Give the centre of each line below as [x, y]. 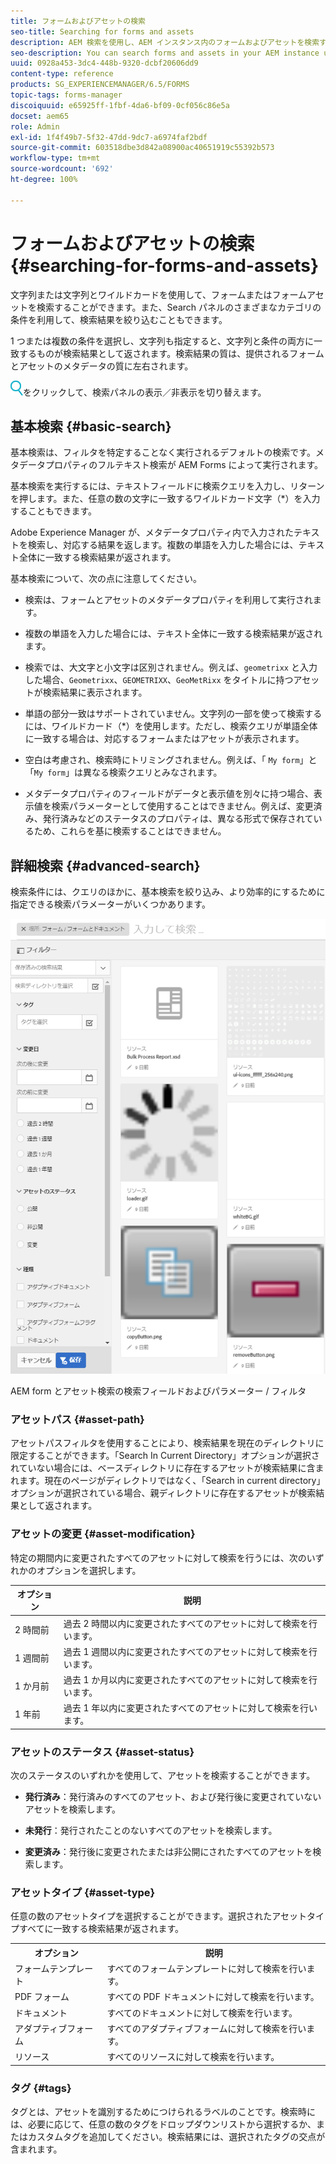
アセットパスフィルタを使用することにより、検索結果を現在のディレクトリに [167, 1443]
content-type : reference [62, 74]
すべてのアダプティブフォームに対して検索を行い [206, 2028]
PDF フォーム [42, 1997]
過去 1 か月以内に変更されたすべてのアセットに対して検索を [186, 1680]
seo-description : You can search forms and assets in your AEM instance [165, 53]
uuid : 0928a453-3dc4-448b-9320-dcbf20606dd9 [104, 63]
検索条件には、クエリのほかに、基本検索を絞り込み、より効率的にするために [168, 892]
